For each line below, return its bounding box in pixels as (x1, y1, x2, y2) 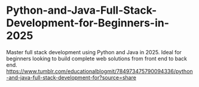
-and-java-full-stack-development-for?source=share (6, 74, 136, 81)
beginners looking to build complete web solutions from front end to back (6, 55, 187, 62)
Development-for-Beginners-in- (6, 16, 169, 30)
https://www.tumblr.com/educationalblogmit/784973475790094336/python (6, 67, 193, 74)
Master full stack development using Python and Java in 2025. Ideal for (6, 48, 182, 55)
